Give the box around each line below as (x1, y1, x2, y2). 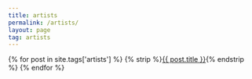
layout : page (8, 26, 51, 34)
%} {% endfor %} (8, 63, 65, 73)
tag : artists (8, 33, 51, 41)
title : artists (8, 11, 58, 20)
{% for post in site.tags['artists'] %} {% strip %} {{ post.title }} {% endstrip (8, 55, 245, 64)
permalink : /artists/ (8, 19, 79, 27)
